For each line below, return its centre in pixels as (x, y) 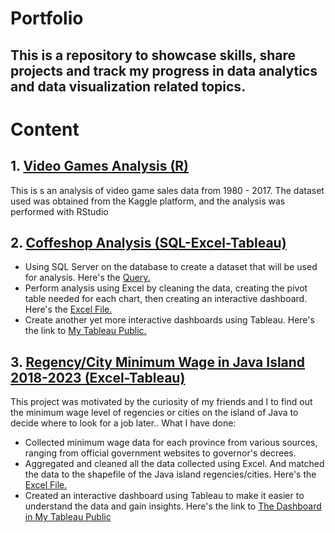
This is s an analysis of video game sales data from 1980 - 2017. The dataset (167, 190)
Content (45, 129)
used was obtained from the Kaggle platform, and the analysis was (148, 201)
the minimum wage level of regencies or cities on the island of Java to (154, 413)
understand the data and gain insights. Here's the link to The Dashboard (173, 506)
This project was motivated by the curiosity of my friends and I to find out (161, 402)
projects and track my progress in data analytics (164, 70)
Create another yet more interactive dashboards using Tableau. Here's (169, 320)
